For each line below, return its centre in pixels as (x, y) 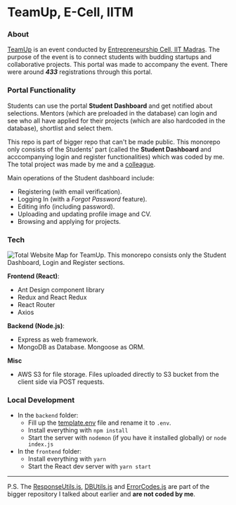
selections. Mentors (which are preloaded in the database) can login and (112, 113)
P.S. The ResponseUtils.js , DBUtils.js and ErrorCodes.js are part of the (109, 487)
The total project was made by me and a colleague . (81, 164)
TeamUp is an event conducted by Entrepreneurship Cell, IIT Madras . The (113, 49)
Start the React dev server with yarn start (90, 466)
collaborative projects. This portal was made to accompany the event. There (118, 65)
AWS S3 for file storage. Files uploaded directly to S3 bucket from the (118, 375)
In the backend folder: (48, 416)
